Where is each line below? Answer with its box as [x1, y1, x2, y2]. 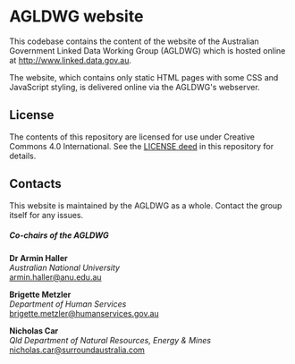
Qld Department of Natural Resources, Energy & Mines [9, 334, 212, 345]
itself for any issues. [9, 209, 84, 220]
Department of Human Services [9, 298, 127, 309]
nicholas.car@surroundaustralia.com [9, 344, 146, 355]
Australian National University [9, 262, 121, 273]
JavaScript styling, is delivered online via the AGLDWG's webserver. [9, 81, 261, 92]
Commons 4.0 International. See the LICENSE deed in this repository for [9, 140, 274, 151]
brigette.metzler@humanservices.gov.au [9, 308, 159, 318]
